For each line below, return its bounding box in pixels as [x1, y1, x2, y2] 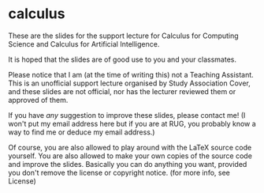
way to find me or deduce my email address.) [8, 127, 155, 137]
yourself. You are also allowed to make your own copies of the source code [8, 151, 252, 161]
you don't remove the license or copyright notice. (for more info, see [8, 168, 230, 177]
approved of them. [8, 95, 69, 104]
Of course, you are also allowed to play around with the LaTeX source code [8, 142, 252, 152]
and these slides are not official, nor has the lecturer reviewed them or [8, 86, 236, 96]
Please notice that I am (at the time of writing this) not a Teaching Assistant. [8, 70, 254, 79]
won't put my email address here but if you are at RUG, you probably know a [8, 119, 256, 128]
